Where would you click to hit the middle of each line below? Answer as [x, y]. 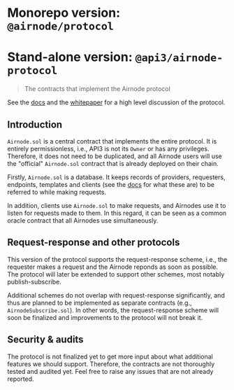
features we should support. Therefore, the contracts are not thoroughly [111, 364]
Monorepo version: [64, 13]
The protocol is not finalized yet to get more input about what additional [110, 356]
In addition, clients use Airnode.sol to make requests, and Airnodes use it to [117, 205]
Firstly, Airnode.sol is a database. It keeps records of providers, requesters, [116, 177]
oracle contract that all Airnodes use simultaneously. [83, 220]
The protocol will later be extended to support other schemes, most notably [116, 274]
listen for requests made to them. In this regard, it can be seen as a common [117, 213]
